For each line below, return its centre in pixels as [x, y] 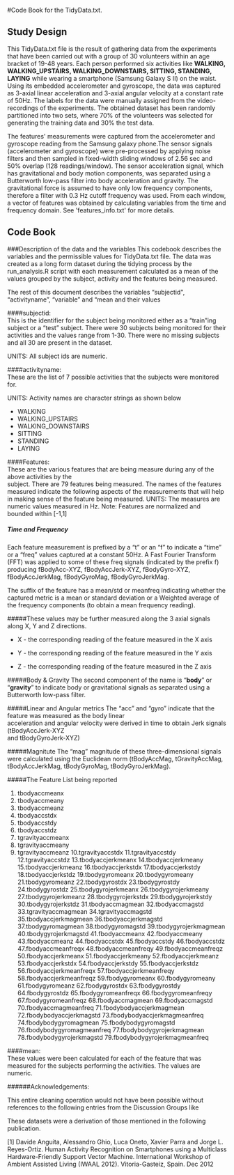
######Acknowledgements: [48, 1087]
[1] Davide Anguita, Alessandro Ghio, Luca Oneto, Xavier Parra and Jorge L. [115, 1142]
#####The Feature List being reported [62, 779]
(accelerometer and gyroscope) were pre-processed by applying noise [109, 151]
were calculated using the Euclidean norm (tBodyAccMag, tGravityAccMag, [115, 758]
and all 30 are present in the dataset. [60, 342]
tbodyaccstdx [37, 815]
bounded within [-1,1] [37, 513]
